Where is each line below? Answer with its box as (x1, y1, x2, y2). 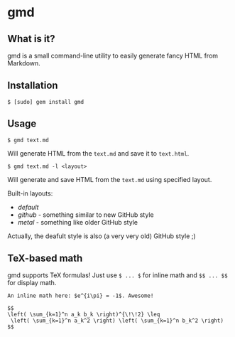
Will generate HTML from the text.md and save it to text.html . (7, 149, 190, 157)
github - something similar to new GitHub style (17, 210, 154, 219)
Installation (7, 80, 58, 92)
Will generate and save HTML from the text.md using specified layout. (7, 175, 212, 183)
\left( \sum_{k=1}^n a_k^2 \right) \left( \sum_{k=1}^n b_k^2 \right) (10, 317, 224, 324)
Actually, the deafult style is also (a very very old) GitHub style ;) (7, 232, 197, 240)
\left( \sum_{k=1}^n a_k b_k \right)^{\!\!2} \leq (7, 311, 160, 319)
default (17, 203, 39, 211)
